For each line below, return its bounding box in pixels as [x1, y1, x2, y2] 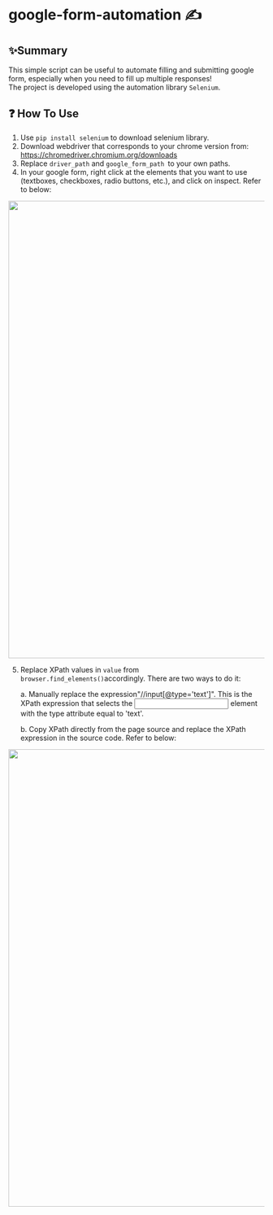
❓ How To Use [8, 107, 80, 121]
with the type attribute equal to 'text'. [19, 708, 145, 718]
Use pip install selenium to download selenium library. [19, 133, 210, 142]
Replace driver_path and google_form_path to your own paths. [19, 159, 231, 168]
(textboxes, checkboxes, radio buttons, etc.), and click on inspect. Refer [19, 176, 262, 185]
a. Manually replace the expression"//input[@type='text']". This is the [19, 689, 253, 699]
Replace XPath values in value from [19, 664, 140, 674]
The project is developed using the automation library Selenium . [8, 82, 221, 92]
